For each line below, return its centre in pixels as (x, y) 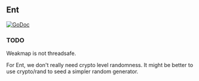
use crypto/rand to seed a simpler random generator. (72, 71)
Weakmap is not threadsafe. (41, 53)
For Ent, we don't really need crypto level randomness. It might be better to (100, 65)
